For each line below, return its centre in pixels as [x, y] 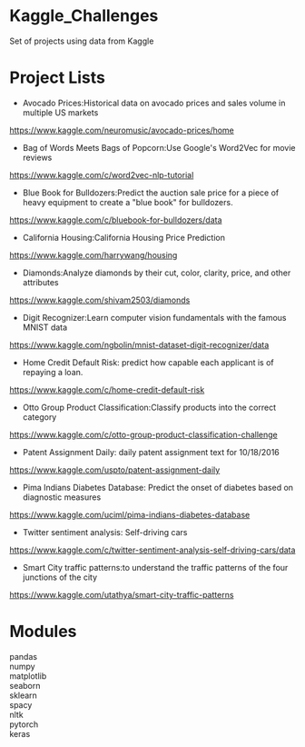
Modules [43, 632]
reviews [37, 157]
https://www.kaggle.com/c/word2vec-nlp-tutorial [102, 174]
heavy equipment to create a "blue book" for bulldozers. [128, 202]
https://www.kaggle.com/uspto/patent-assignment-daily [115, 470]
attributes [40, 282]
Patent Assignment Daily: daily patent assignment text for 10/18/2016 [151, 452]
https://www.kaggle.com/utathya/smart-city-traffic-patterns [122, 594]
